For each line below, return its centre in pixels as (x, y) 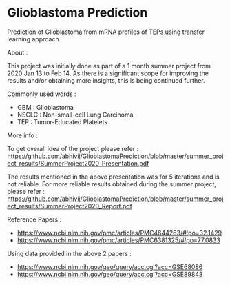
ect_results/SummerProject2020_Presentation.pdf (78, 163)
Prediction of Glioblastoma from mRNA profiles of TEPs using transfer (106, 32)
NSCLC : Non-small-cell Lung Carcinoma (75, 115)
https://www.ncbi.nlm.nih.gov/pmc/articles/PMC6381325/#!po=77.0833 (118, 240)
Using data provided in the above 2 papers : (70, 253)
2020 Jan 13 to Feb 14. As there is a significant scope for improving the (108, 73)
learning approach (33, 39)
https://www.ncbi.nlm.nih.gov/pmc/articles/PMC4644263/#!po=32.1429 (119, 233)
